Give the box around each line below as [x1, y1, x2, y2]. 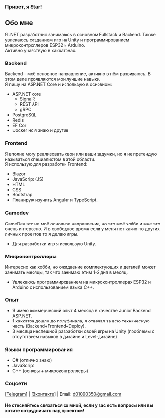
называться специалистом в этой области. [5, 156, 96, 162]
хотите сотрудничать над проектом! [5, 408, 85, 414]
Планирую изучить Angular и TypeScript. [12, 197, 98, 203]
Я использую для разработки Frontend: [5, 161, 88, 167]
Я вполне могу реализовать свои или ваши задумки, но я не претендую [5, 151, 157, 157]
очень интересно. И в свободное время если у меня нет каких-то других [5, 225, 160, 232]
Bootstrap [12, 192, 33, 198]
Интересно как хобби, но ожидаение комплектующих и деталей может [5, 264, 156, 270]
